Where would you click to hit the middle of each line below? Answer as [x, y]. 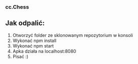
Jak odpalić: [25, 23]
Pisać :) [21, 56]
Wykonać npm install [34, 40]
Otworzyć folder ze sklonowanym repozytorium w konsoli [73, 35]
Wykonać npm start [33, 45]
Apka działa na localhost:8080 [44, 51]
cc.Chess [17, 7]
